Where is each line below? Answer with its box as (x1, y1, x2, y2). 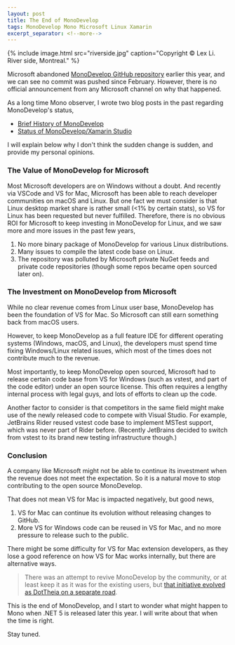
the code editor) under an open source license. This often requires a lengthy (7, 382, 228, 391)
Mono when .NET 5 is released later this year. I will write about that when (7, 609, 218, 618)
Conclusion (7, 450, 48, 460)
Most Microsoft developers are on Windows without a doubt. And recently (7, 182, 221, 190)
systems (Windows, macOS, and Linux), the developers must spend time (7, 339, 217, 347)
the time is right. (7, 616, 55, 625)
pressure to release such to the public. (17, 531, 129, 540)
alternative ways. (7, 559, 57, 568)
